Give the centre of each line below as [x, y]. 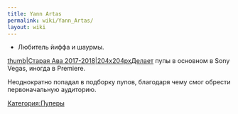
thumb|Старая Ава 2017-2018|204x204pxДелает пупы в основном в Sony [119, 61]
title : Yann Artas [34, 14]
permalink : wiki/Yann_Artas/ [50, 21]
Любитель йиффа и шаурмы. [61, 47]
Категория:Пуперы [36, 103]
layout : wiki [27, 27]
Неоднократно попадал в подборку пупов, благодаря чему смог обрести [119, 82]
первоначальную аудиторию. [52, 90]
